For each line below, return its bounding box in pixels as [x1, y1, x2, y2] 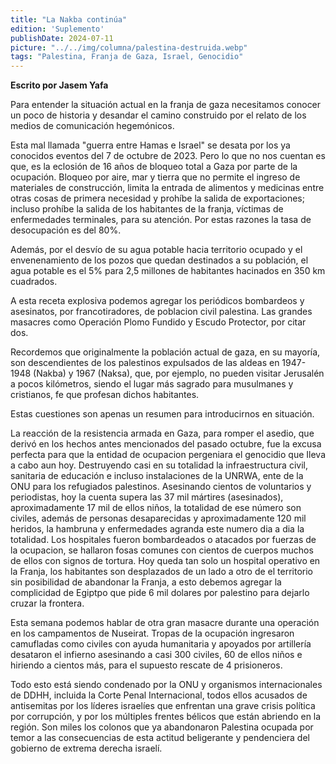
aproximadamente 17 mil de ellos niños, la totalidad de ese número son [10, 502, 302, 514]
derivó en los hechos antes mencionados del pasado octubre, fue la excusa [10, 438, 322, 450]
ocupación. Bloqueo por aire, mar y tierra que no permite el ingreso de [10, 171, 301, 183]
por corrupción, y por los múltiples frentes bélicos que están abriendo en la [10, 711, 322, 723]
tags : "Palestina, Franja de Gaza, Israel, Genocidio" [10, 52, 244, 62]
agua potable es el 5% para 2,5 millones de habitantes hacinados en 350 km [10, 265, 326, 277]
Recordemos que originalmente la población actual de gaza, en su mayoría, [10, 346, 321, 358]
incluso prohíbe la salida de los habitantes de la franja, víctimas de [10, 203, 284, 215]
